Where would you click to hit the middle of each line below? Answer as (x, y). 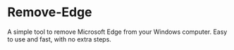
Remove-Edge (50, 12)
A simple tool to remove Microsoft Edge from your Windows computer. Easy (117, 32)
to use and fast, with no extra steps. (59, 39)
